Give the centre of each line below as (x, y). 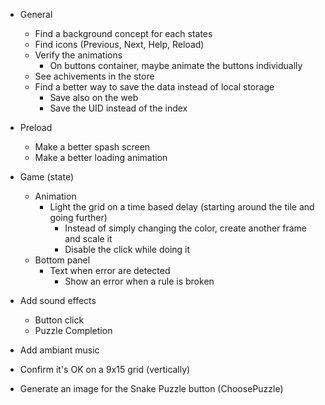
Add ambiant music (59, 350)
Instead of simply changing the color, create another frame (186, 228)
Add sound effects (58, 300)
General (36, 14)
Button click (59, 320)
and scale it (88, 238)
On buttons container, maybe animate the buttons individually (176, 65)
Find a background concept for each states (123, 33)
